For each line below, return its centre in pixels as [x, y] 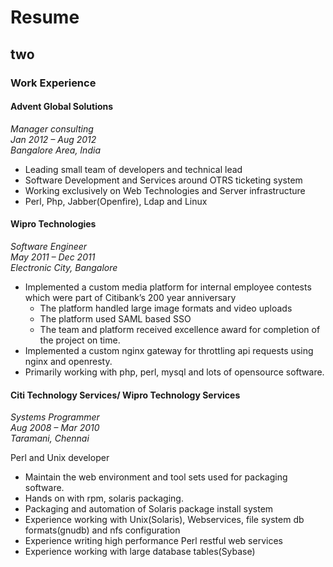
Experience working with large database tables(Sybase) [140, 552]
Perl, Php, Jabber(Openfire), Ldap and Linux [116, 201]
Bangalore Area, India [55, 150]
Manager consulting [52, 128]
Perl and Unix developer [60, 458]
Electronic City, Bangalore [64, 267]
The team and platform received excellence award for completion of [180, 329]
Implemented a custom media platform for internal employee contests [168, 287]
